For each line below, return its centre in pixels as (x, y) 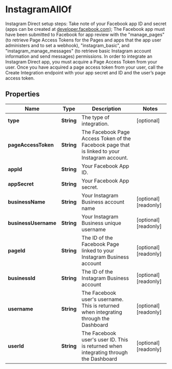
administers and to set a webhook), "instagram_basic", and (67, 45)
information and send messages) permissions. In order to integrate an (79, 56)
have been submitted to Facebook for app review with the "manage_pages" (85, 34)
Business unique (101, 223)
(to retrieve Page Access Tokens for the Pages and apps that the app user (83, 40)
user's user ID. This (105, 339)
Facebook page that (106, 145)
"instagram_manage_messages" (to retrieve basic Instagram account (78, 51)
